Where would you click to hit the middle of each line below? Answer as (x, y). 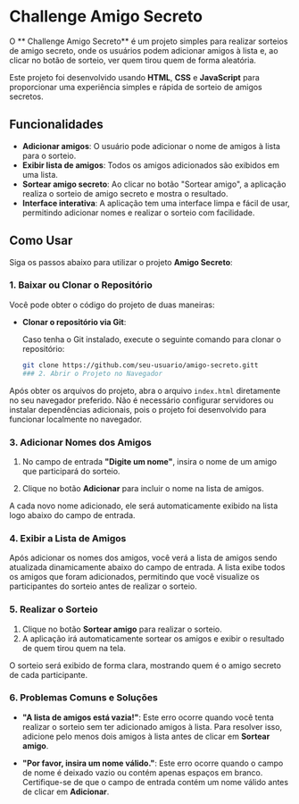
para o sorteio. (49, 155)
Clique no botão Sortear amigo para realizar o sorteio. (122, 629)
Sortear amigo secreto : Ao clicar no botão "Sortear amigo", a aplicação (154, 184)
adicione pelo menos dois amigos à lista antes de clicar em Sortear (146, 736)
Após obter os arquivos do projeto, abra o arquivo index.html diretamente (145, 390)
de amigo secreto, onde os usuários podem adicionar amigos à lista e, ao (144, 50)
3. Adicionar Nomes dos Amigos (80, 442)
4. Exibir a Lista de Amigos (68, 538)
